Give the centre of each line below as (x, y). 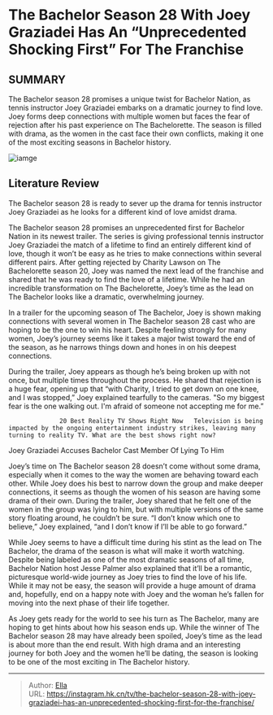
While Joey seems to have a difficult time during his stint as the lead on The (135, 542)
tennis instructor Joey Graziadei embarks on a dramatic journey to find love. (136, 108)
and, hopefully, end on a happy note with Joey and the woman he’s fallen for (136, 594)
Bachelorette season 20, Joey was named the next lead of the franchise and (136, 271)
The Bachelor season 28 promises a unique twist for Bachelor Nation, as (130, 99)
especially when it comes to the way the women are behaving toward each (133, 474)
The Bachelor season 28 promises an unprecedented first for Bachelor (127, 227)
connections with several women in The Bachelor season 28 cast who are (132, 321)
